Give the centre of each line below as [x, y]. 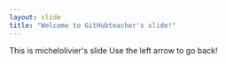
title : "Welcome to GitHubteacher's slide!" [93, 25]
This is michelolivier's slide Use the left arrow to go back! [114, 50]
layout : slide [35, 17]
